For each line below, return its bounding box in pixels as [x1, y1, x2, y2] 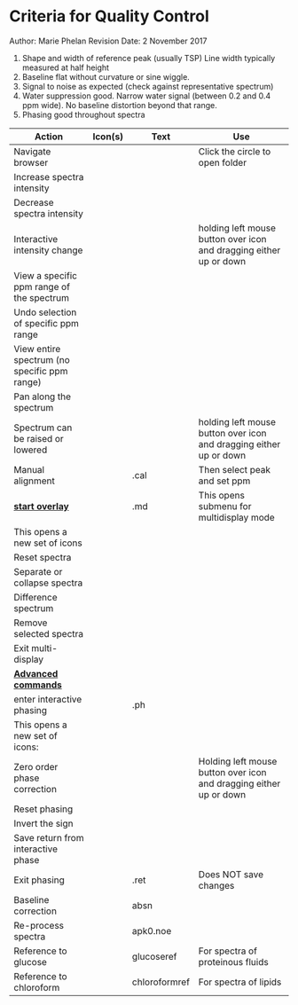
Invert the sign [13, 817, 74, 829]
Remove [13, 616, 48, 629]
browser [13, 156, 49, 169]
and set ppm [198, 475, 251, 487]
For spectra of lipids [198, 976, 282, 988]
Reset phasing [13, 803, 74, 815]
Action [34, 130, 64, 143]
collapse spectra [13, 577, 83, 589]
